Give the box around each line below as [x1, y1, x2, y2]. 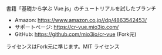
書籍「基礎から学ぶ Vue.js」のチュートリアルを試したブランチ [6, 5, 157, 12]
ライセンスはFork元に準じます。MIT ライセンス [6, 43, 120, 50]
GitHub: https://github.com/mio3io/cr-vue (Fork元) [14, 31, 137, 38]
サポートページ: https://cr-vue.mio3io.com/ [14, 24, 119, 30]
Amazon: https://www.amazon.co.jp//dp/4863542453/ [14, 17, 147, 23]
